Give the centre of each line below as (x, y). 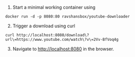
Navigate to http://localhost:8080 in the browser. (63, 49)
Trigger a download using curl (44, 26)
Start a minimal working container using (54, 7)
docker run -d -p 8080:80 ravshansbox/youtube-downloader (67, 17)
